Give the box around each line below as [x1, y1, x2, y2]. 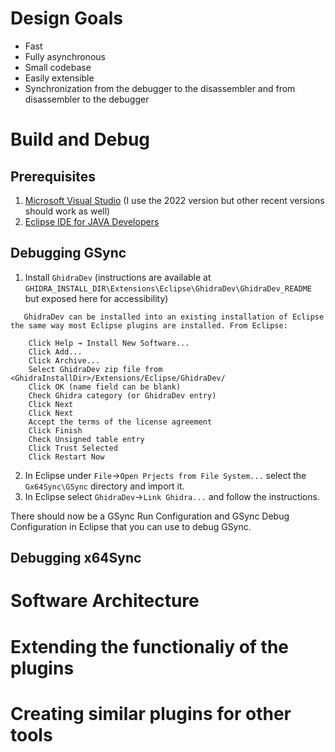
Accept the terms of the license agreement [28, 417, 213, 427]
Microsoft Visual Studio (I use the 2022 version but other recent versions [24, 194, 325, 206]
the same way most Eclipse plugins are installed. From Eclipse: [10, 320, 288, 331]
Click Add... [28, 347, 83, 357]
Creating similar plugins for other [10, 702, 292, 725]
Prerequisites [10, 168, 96, 185]
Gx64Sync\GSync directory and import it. [24, 480, 185, 492]
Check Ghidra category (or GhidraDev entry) [28, 390, 217, 401]
